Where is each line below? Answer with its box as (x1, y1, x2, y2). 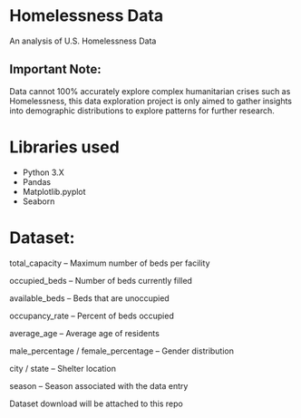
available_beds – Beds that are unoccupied (9, 292, 170, 304)
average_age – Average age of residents (9, 327, 160, 338)
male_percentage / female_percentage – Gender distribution (9, 345, 234, 356)
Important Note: (9, 62, 102, 77)
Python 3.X (22, 167, 65, 178)
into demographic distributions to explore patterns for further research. (9, 105, 275, 116)
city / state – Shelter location (9, 363, 116, 374)
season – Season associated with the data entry (9, 380, 189, 391)
